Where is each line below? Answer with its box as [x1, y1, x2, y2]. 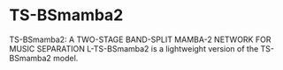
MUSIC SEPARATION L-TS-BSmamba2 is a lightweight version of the [9, 43, 259, 53]
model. [52, 52, 79, 63]
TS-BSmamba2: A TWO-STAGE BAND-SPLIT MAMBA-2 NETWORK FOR [9, 34, 272, 45]
